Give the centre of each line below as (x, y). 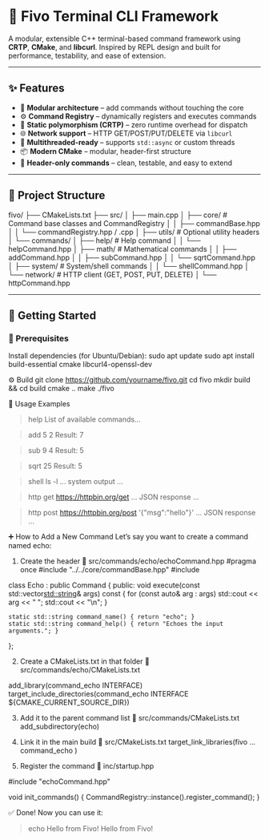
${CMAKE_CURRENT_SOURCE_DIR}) (69, 703)
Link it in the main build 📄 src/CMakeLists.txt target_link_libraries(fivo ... (138, 742)
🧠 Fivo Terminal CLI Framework (113, 16)
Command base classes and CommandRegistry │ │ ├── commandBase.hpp (134, 223)
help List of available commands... (84, 419)
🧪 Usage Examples (39, 404)
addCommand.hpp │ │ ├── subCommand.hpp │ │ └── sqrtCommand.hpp (132, 257)
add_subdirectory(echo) (60, 727)
